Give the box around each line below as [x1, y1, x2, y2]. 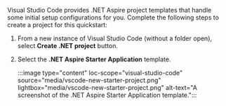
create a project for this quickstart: [7, 21, 107, 29]
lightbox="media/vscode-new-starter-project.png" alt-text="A [17, 84, 198, 91]
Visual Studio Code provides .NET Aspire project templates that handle [7, 6, 212, 14]
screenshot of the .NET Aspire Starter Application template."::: [17, 91, 197, 99]
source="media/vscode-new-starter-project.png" [17, 76, 161, 84]
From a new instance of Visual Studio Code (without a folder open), [17, 34, 213, 43]
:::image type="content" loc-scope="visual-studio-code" [17, 69, 183, 77]
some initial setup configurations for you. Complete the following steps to [7, 13, 220, 22]
